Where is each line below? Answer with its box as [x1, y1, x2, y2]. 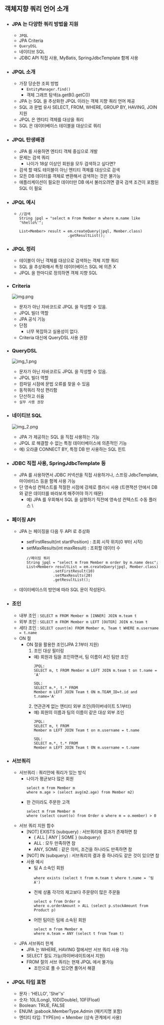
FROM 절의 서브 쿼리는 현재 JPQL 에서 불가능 [26, 959, 114, 965]
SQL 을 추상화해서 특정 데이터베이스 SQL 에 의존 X [19, 264, 116, 269]
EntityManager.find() [26, 87, 71, 92]
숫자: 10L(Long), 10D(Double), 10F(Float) [19, 997, 100, 1003]
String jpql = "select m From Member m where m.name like [19, 216, 140, 221]
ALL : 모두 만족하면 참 [33, 840, 76, 846]
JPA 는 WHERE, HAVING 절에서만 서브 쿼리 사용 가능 [26, 947, 129, 952]
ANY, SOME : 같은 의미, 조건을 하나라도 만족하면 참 [33, 846, 132, 852]
